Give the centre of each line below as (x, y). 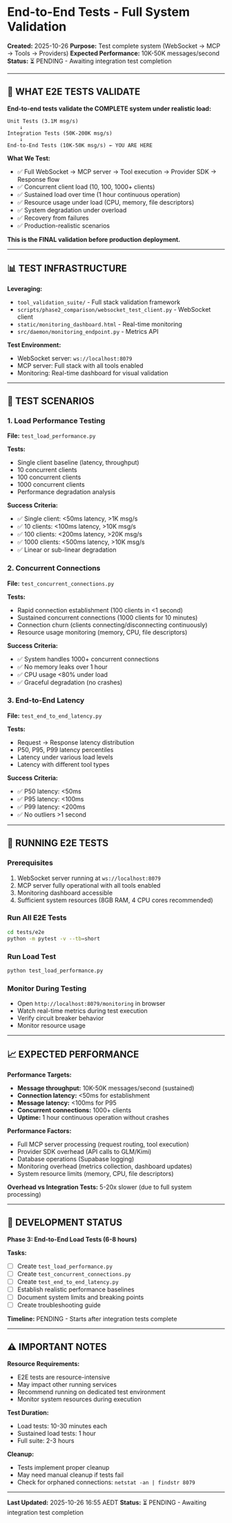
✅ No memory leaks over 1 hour (62, 666)
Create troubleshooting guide (59, 1305)
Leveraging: (25, 288)
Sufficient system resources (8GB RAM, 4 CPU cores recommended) (115, 900)
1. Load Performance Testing (56, 420)
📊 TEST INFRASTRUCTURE (67, 269)
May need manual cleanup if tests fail (70, 1475)
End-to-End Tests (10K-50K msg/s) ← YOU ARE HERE (80, 145)
